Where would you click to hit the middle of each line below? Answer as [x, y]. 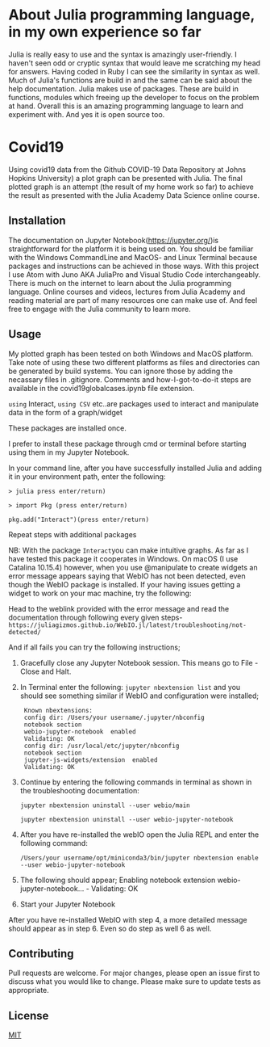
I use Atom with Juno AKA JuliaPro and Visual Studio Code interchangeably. [135, 274]
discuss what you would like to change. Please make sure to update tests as [135, 982]
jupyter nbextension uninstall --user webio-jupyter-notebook [127, 819]
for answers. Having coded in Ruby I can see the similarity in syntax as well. [134, 71]
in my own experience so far [105, 32]
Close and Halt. [46, 671]
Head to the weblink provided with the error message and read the [119, 608]
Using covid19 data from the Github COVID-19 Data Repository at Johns [127, 169]
